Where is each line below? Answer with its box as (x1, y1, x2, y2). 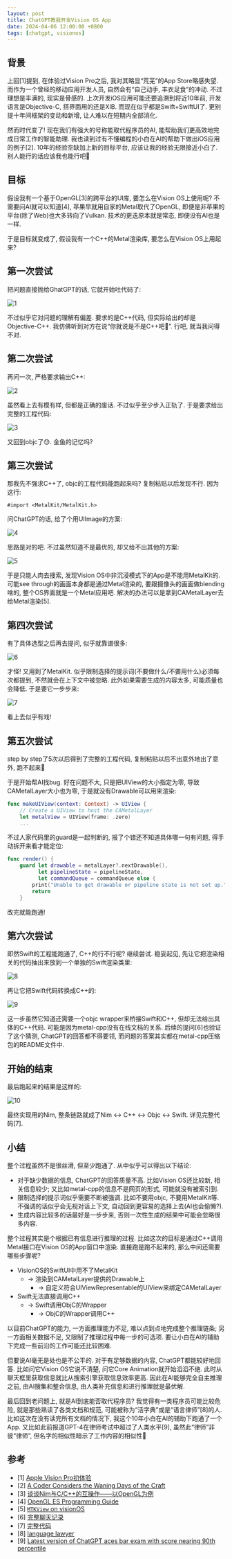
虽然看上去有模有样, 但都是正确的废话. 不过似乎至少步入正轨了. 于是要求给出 (7, 400, 223, 409)
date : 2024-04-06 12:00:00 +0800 (7, 23, 104, 30)
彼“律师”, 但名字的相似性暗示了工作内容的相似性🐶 (7, 1432, 147, 1440)
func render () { (7, 856, 54, 863)
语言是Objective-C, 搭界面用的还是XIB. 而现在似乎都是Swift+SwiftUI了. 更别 (7, 103, 221, 111)
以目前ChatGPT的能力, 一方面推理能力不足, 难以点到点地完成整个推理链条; (7, 1324, 217, 1332)
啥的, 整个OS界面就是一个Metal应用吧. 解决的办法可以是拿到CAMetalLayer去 (7, 588, 224, 597)
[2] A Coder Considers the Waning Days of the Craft (17, 1481, 166, 1490)
